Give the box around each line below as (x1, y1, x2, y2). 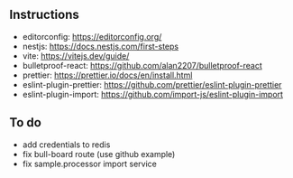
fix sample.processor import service (22, 158, 158, 169)
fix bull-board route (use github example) (22, 148, 176, 159)
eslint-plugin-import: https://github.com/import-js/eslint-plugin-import (22, 89, 284, 99)
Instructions (9, 7, 79, 23)
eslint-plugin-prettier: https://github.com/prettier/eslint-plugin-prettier (22, 79, 282, 89)
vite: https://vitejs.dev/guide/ (22, 50, 130, 61)
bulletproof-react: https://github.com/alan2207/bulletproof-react (22, 60, 263, 70)
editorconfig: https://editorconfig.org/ (22, 31, 162, 42)
